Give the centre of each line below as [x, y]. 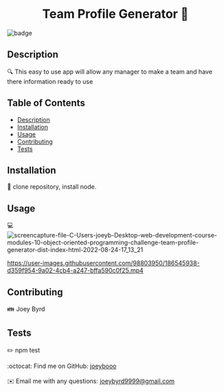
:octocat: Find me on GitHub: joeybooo [62, 366]
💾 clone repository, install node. [52, 187]
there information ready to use [50, 81]
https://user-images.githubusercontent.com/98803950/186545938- [104, 263]
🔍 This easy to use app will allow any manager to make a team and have [110, 71]
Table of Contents [46, 103]
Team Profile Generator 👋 [115, 14]
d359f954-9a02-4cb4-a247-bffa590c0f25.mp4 [76, 270]
